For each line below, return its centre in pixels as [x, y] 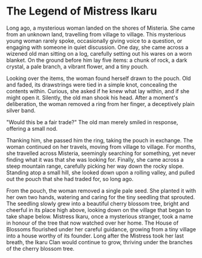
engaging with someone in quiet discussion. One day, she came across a [97, 47]
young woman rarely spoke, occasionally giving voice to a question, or [94, 41]
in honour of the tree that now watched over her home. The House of [93, 223]
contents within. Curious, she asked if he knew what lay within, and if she [98, 91]
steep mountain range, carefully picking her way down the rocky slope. [95, 166]
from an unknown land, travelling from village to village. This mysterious [96, 34]
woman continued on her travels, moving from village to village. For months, [101, 147]
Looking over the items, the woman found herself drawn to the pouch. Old [99, 78]
